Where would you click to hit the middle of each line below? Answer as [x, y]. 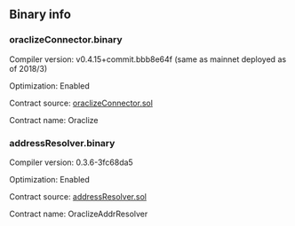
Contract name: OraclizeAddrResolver [79, 214]
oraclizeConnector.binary [66, 40]
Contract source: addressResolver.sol [78, 196]
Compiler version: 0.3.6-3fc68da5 [71, 162]
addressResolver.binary [62, 143]
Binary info [40, 15]
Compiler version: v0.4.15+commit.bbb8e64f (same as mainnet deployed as [148, 59]
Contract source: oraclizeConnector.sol [81, 103]
